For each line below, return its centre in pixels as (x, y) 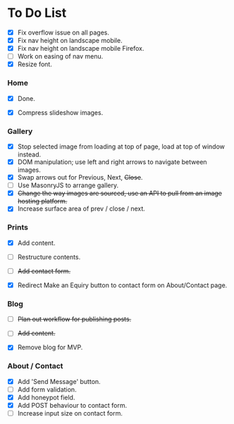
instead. (29, 155)
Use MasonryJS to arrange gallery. (68, 185)
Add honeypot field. (46, 397)
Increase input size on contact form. (70, 413)
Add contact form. (44, 271)
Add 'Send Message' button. (59, 381)
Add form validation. (47, 389)
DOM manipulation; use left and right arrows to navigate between (112, 162)
